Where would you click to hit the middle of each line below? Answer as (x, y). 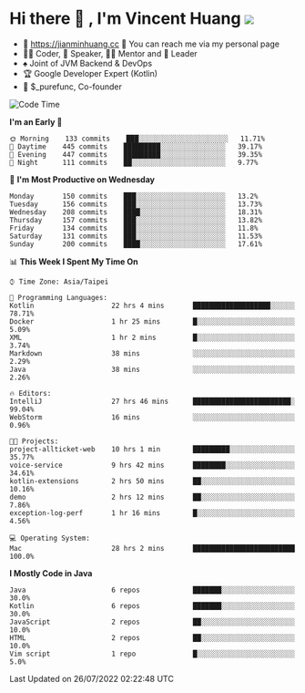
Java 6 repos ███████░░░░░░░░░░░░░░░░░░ (152, 590)
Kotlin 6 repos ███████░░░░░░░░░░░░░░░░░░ (152, 605)
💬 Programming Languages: (58, 297)
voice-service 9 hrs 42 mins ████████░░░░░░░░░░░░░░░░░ (152, 465)
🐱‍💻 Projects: (34, 441)
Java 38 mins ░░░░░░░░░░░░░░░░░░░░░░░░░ (152, 369)
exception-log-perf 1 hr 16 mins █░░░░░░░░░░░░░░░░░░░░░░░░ (152, 513)
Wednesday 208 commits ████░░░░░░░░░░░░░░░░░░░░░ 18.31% (136, 212)
